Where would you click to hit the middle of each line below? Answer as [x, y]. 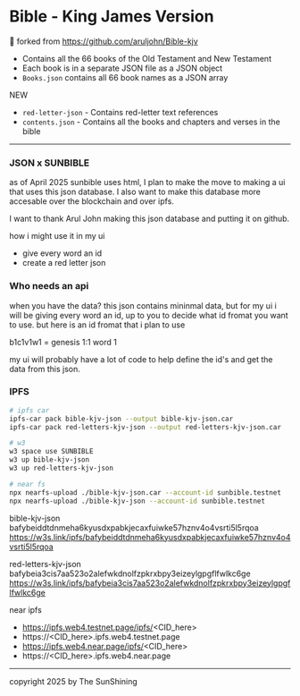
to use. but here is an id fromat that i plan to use [97, 325]
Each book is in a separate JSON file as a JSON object [122, 68]
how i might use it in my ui [57, 236]
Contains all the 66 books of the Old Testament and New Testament [147, 58]
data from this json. [45, 369]
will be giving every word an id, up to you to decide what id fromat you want [149, 315]
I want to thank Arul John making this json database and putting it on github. [150, 219]
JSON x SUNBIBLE [50, 163]
